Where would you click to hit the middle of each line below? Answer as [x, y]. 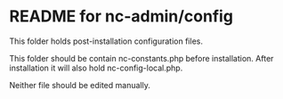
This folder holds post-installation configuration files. [106, 41]
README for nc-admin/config [121, 16]
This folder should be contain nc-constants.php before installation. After [141, 58]
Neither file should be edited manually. [80, 85]
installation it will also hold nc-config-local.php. [96, 68]
